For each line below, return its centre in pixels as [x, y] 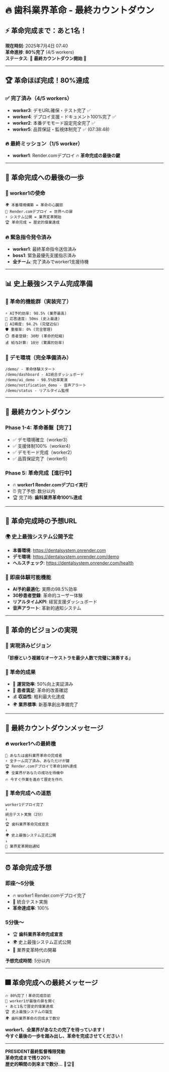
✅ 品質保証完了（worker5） [41, 458]
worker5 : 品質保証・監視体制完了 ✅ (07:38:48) [61, 129]
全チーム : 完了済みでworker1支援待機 [51, 261]
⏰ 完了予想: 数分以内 [34, 491]
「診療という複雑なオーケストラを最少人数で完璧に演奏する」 [69, 658]
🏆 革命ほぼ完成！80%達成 [47, 80]
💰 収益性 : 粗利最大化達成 [39, 696]
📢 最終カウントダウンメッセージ [54, 728]
